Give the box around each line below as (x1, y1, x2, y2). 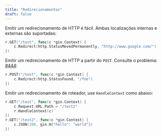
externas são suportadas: (5, 30, 57, 36)
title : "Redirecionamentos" (5, 7, 63, 12)
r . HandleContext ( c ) (14, 108, 54, 114)
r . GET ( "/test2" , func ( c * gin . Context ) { (5, 117, 89, 122)
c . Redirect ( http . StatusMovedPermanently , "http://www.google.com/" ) (14, 44, 157, 49)
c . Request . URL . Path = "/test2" (14, 104, 78, 109)
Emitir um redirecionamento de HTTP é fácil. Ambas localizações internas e (5, 25, 158, 31)
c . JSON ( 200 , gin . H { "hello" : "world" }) (14, 122, 93, 127)
